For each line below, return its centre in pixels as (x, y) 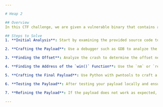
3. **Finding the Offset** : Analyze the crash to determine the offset (79, 58)
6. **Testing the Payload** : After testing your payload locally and (77, 84)
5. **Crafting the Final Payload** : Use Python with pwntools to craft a (81, 75)
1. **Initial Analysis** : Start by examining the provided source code (79, 40)
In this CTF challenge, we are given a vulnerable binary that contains (80, 27)
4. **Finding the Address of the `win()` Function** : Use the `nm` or (78, 66)
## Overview (17, 22)
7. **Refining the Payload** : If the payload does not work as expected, (81, 92)
